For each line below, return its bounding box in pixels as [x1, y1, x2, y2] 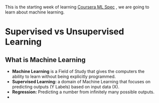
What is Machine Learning [5, 56, 86, 64]
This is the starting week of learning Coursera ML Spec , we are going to [5, 4, 150, 10]
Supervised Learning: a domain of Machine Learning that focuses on [12, 79, 151, 84]
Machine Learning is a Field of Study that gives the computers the [12, 69, 145, 74]
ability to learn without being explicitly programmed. [12, 74, 116, 79]
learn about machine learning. [5, 9, 65, 15]
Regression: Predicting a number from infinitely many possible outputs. [12, 89, 155, 95]
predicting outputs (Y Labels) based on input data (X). [12, 84, 119, 89]
